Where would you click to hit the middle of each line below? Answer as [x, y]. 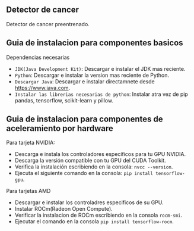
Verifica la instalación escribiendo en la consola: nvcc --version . [94, 167]
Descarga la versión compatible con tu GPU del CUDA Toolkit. [90, 161]
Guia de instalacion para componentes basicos [95, 43]
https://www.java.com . [42, 88]
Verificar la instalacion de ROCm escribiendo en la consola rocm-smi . [98, 215]
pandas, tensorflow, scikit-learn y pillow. [64, 100]
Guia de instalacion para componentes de [85, 119]
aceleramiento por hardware [60, 128]
